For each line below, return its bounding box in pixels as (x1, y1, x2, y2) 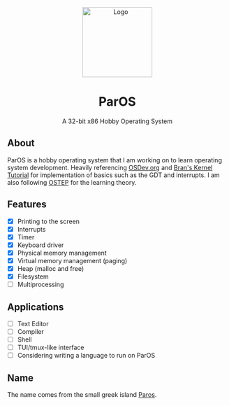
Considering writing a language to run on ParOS (17, 351, 156, 360)
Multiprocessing (17, 280, 64, 289)
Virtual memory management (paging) (17, 256, 128, 265)
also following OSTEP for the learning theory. (7, 178, 137, 186)
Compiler (17, 328, 44, 335)
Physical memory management (17, 248, 107, 257)
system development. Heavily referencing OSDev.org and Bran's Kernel (7, 163, 213, 171)
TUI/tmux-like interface (17, 343, 84, 352)
